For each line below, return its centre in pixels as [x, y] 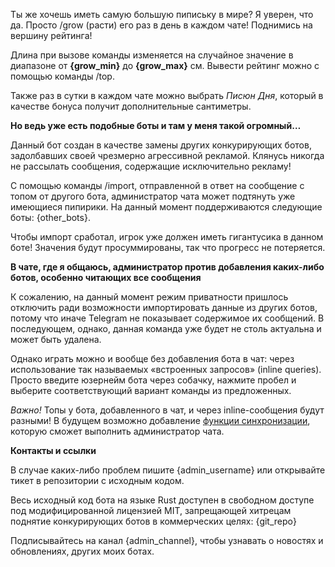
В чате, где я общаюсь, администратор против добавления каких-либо [167, 267]
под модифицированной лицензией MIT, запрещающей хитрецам [151, 510]
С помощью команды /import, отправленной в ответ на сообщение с [157, 185]
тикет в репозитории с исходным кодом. [97, 480]
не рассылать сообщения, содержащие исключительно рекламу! [151, 166]
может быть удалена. [56, 339]
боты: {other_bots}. [50, 217]
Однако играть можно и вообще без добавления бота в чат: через [152, 358]
